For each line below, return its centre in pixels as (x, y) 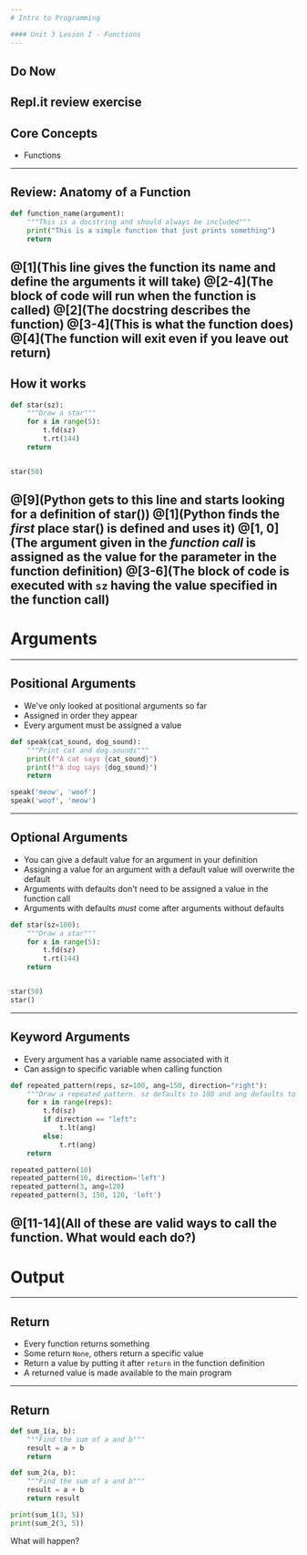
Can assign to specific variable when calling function (123, 1069)
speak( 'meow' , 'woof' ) (53, 793)
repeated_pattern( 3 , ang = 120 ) (68, 1187)
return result (53, 1498)
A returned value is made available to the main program (128, 1373)
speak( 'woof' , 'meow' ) (53, 801)
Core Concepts (54, 133)
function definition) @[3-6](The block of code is (150, 571)
